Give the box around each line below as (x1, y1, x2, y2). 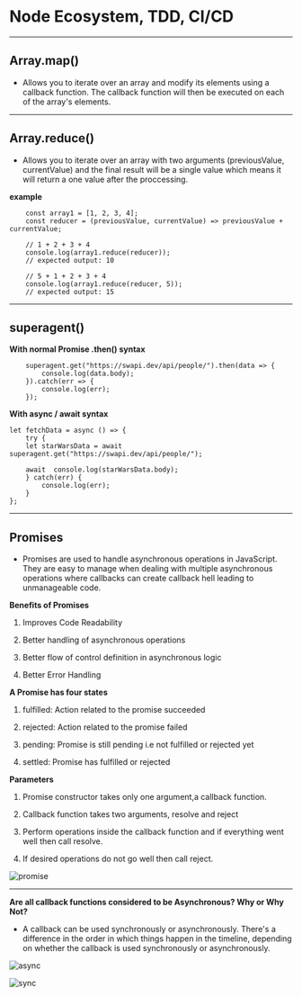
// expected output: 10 (25, 256, 115, 265)
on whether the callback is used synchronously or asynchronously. (22, 943, 271, 954)
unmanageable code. (22, 582, 102, 593)
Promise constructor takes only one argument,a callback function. (22, 792, 267, 803)
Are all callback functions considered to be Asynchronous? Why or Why (9, 897, 285, 908)
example (9, 191, 43, 202)
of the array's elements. (22, 96, 111, 107)
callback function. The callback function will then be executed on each (22, 86, 285, 97)
